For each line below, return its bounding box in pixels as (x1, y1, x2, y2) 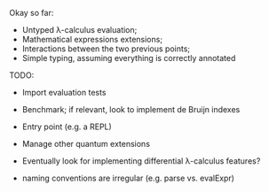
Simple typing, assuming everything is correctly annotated (21, 53, 236, 63)
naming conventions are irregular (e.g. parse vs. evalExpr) (21, 173, 235, 183)
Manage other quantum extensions (21, 139, 151, 149)
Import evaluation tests (21, 88, 107, 97)
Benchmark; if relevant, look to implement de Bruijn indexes (21, 104, 241, 114)
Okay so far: (9, 8, 54, 18)
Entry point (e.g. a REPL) (21, 121, 113, 132)
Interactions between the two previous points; (21, 43, 191, 54)
